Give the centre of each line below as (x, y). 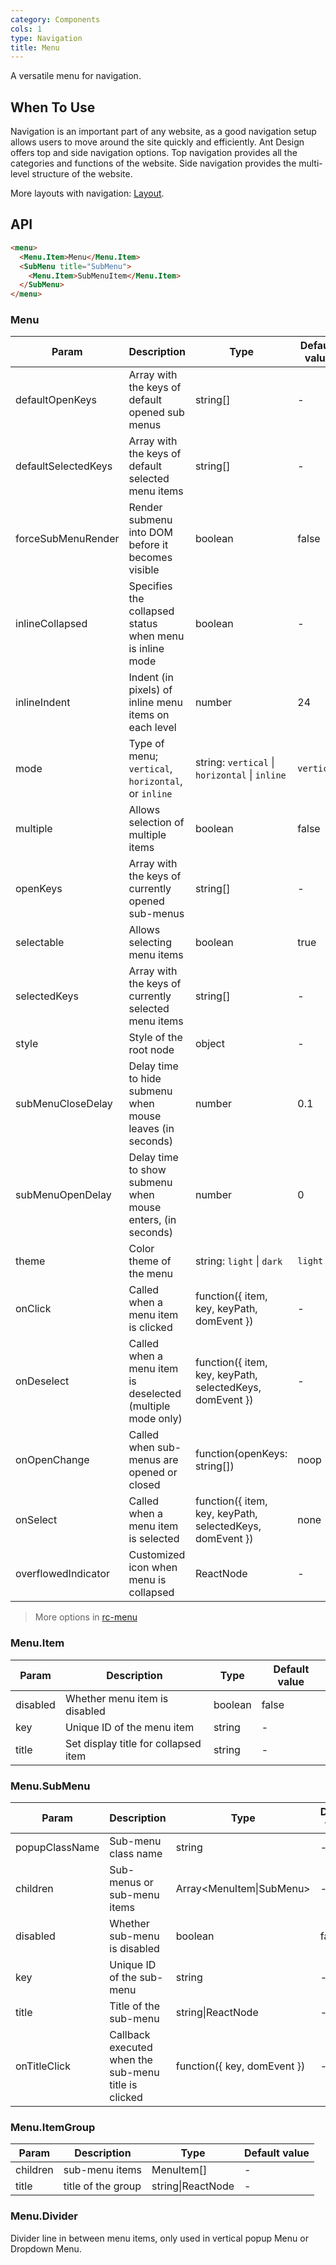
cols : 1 (26, 29)
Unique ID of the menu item (129, 1727)
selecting (150, 943)
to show (147, 1170)
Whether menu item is (116, 1698)
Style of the (155, 1038)
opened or (153, 1473)
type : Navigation (46, 38)
